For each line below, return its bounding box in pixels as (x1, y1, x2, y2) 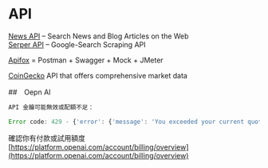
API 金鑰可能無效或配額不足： (8, 103, 94, 111)
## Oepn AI (8, 87, 51, 97)
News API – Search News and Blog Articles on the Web (8, 31, 189, 41)
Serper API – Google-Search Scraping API (8, 39, 146, 49)
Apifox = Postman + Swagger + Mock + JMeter (8, 55, 164, 65)
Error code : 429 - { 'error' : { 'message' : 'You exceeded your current (8, 118, 245, 126)
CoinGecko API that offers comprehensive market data (8, 70, 187, 80)
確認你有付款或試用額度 (8, 133, 85, 142)
